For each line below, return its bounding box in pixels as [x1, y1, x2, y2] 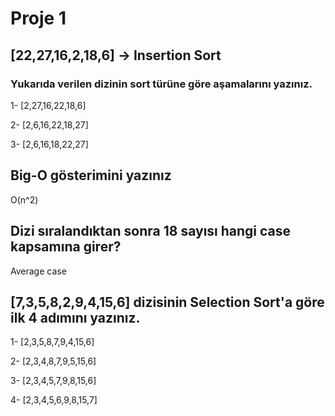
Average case [10, 265, 67, 277]
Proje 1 [10, 7, 67, 30]
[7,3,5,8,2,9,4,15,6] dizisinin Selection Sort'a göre [10, 293, 325, 311]
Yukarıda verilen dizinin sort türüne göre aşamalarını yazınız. [10, 77, 313, 91]
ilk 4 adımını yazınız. [10, 309, 141, 326]
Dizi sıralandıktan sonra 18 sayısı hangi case [10, 223, 292, 240]
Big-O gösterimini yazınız [10, 167, 172, 184]
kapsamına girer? [10, 238, 122, 256]
